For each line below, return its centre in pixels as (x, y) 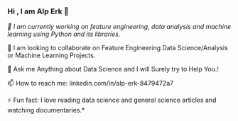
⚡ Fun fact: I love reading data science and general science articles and (112, 100)
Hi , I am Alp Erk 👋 (38, 11)
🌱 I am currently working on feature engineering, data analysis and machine (119, 27)
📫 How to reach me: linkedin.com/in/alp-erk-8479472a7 (91, 83)
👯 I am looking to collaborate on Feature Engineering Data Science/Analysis (118, 48)
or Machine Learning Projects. (52, 55)
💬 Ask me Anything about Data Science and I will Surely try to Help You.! (113, 69)
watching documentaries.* (46, 110)
